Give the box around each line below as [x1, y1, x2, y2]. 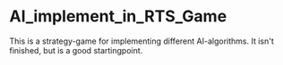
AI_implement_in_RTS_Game [9, 6, 227, 27]
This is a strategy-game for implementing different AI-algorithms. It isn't [9, 36, 275, 46]
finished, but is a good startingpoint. [9, 45, 143, 55]
